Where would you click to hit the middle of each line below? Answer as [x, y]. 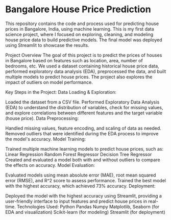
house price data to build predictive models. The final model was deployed [84, 40]
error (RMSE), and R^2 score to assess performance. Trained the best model [86, 180]
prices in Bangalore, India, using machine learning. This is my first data [80, 29]
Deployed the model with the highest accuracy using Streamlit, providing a [84, 195]
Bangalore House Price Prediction [78, 9]
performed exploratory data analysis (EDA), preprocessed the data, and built [86, 71]
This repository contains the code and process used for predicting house [82, 23]
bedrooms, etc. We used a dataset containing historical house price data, [82, 66]
